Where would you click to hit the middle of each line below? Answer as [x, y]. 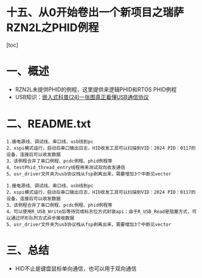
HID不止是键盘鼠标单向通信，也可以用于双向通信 [76, 268]
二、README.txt [49, 124]
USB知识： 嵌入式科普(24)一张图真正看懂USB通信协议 [82, 97]
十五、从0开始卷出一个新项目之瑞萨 [95, 12]
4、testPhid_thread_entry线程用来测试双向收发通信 [66, 167]
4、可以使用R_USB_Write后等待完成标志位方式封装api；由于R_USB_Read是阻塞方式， [99, 211]
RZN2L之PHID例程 [53, 28]
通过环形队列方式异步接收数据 [43, 218]
